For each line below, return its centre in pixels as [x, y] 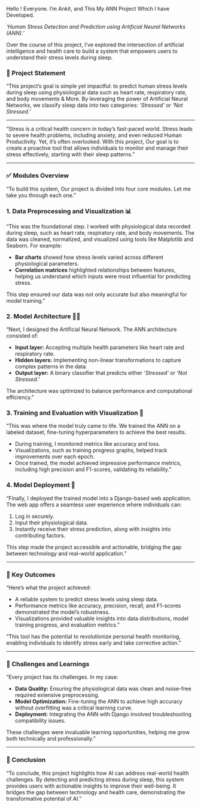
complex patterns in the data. [51, 366]
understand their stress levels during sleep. [60, 57]
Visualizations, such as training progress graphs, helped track [91, 451]
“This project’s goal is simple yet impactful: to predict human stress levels [97, 86]
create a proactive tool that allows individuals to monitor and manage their [98, 148]
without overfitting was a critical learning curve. [74, 708]
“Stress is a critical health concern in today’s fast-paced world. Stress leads [100, 129]
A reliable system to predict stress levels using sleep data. [86, 600]
